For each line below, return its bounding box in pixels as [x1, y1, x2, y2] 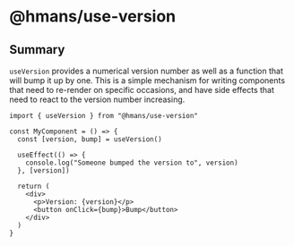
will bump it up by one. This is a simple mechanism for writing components [9, 75, 285, 86]
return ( [17, 182, 50, 191]
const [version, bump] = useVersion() [17, 135, 163, 144]
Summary [9, 42, 65, 57]
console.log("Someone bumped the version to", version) [25, 158, 239, 167]
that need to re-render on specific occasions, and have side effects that [9, 85, 275, 95]
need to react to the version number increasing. [9, 94, 186, 105]
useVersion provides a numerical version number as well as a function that [9, 65, 284, 76]
